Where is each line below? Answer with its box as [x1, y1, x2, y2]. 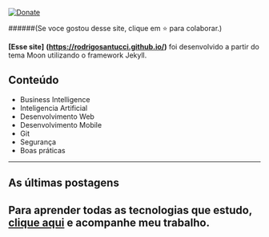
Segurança [19, 136, 57, 147]
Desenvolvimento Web [19, 112, 94, 121]
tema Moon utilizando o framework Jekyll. [8, 50, 147, 60]
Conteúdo [8, 73, 59, 87]
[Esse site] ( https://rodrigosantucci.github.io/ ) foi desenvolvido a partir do [8, 42, 260, 51]
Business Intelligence [19, 94, 90, 104]
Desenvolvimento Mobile [19, 120, 102, 129]
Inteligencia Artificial [19, 103, 88, 113]
